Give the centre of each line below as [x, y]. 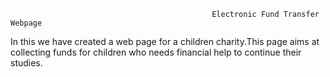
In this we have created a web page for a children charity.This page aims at [165, 41]
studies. [26, 63]
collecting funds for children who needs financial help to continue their [156, 52]
